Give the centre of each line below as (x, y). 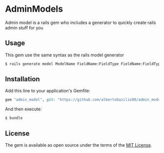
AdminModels (34, 9)
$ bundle (14, 118)
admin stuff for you (24, 27)
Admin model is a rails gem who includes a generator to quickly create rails (81, 22)
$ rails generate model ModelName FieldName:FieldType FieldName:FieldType (84, 64)
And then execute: (23, 109)
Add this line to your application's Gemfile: (48, 91)
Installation (22, 79)
